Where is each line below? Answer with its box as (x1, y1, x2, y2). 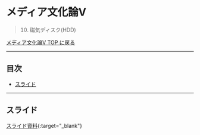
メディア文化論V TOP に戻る (6, 39, 76, 46)
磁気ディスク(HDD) (29, 26, 76, 33)
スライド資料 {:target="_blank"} (6, 122, 82, 129)
